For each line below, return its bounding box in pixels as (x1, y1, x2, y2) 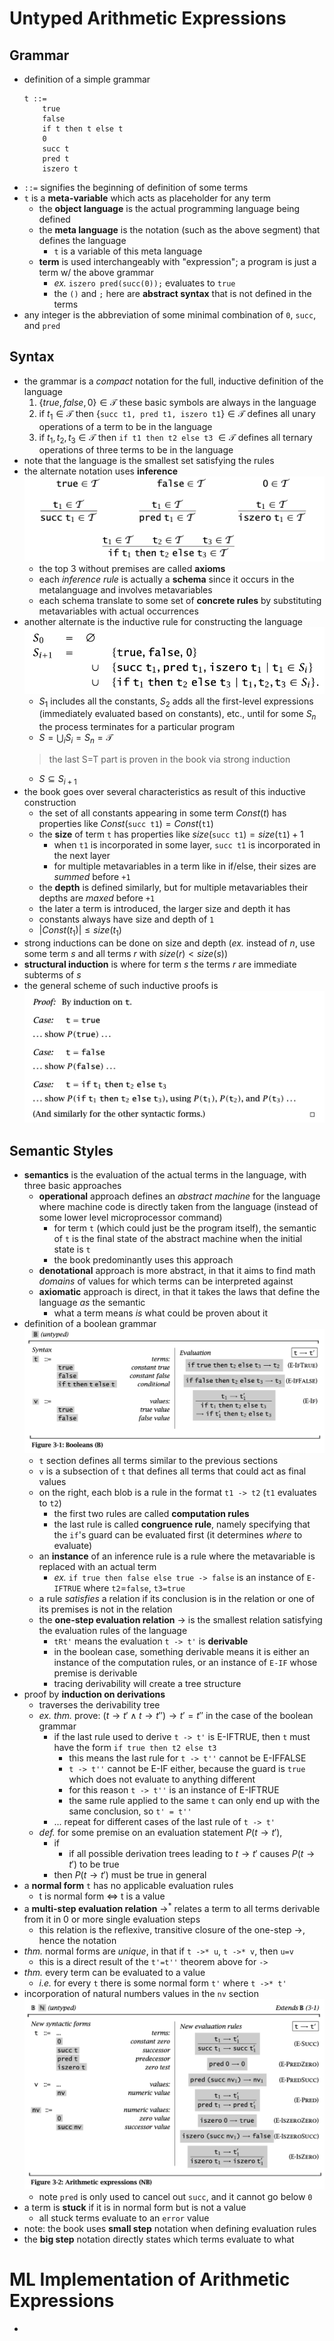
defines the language (38, 235, 127, 246)
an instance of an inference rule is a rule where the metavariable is (38, 1550, 316, 1562)
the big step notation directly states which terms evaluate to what (23, 2233, 295, 2245)
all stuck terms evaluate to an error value (38, 2212, 210, 2224)
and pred (23, 320, 61, 331)
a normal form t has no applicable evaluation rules (23, 1880, 234, 1892)
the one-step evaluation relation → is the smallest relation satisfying (38, 1614, 323, 1626)
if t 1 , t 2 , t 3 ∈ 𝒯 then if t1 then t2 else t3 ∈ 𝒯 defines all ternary (38, 431, 313, 446)
